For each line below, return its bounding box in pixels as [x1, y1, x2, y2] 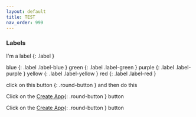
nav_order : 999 [6, 19, 44, 25]
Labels [6, 39, 26, 47]
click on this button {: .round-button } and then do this [6, 81, 138, 88]
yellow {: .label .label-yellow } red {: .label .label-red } [27, 70, 156, 77]
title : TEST [6, 14, 35, 20]
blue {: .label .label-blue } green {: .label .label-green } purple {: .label [6, 63, 174, 71]
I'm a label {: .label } [6, 52, 55, 59]
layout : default [6, 8, 46, 15]
